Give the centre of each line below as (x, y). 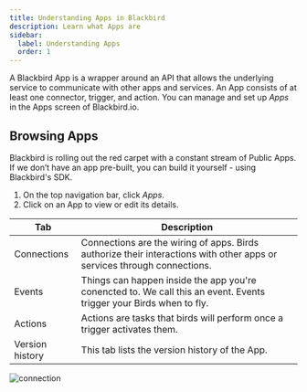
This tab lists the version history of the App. (174, 350)
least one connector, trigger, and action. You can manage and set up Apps (149, 98)
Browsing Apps (54, 136)
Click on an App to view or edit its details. (101, 204)
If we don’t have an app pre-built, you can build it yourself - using (133, 167)
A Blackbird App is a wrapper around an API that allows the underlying (142, 78)
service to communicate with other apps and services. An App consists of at (153, 88)
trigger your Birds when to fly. (145, 302)
